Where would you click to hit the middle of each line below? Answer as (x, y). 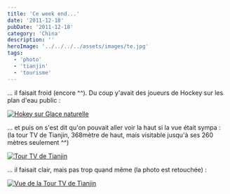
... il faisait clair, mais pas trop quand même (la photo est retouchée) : (107, 169)
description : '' (31, 40)
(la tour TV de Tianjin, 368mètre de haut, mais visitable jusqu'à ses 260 (110, 135)
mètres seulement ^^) (38, 142)
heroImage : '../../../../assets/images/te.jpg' (78, 46)
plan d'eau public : (34, 100)
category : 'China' (34, 33)
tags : (15, 53)
